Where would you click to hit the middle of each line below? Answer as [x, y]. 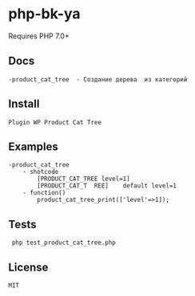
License [28, 267]
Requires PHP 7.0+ [39, 36]
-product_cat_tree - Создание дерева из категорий [98, 79]
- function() [44, 193]
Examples [33, 146]
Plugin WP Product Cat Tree [55, 122]
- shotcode [41, 172]
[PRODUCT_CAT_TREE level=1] [84, 179]
